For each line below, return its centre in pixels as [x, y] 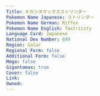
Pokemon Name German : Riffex [42, 23]
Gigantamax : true [28, 67]
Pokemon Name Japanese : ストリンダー [50, 17]
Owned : [14, 84]
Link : [13, 78]
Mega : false [21, 61]
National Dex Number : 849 [38, 39]
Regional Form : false [33, 51]
